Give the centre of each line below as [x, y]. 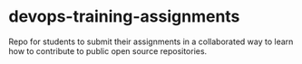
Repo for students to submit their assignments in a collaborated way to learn [151, 41]
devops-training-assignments [124, 17]
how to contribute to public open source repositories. [108, 50]
